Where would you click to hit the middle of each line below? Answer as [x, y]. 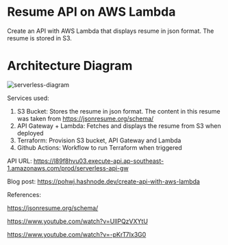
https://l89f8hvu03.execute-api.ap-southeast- [99, 161]
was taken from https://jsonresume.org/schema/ [85, 118]
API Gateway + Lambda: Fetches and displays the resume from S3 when [119, 126]
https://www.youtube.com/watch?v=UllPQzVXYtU [78, 221]
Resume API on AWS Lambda [91, 12]
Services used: [28, 98]
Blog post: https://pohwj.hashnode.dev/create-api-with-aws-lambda [104, 181]
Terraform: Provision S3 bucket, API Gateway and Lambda [99, 140]
